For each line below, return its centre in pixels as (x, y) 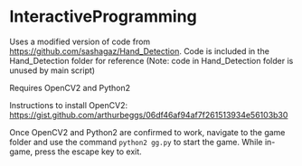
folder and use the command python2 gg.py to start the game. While (136, 142)
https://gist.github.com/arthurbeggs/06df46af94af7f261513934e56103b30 (149, 115)
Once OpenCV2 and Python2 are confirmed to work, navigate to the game (147, 132)
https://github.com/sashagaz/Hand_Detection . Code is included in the (139, 51)
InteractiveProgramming (103, 17)
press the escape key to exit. (88, 152)
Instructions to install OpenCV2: (69, 105)
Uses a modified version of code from (80, 41)
